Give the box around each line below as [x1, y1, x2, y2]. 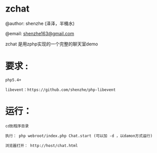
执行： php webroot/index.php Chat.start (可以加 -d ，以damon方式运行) [5, 133, 153, 138]
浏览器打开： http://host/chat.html [5, 143, 78, 148]
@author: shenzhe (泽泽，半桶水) [5, 20, 75, 26]
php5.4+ [5, 77, 22, 82]
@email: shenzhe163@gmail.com [5, 30, 74, 36]
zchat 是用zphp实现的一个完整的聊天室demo [5, 41, 98, 47]
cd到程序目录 [5, 123, 29, 129]
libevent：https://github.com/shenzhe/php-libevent [5, 87, 116, 92]
